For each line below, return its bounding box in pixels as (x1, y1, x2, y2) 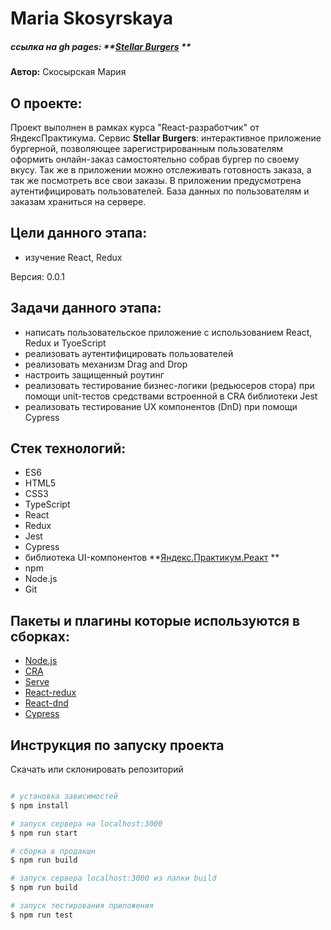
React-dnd (24, 697, 69, 709)
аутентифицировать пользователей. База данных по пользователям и (10, 185, 310, 197)
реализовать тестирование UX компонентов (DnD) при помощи (24, 400, 298, 412)
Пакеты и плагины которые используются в (10, 612, 301, 629)
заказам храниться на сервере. (10, 195, 147, 207)
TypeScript (24, 498, 71, 511)
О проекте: (10, 95, 83, 112)
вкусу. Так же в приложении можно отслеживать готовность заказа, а (10, 163, 312, 176)
